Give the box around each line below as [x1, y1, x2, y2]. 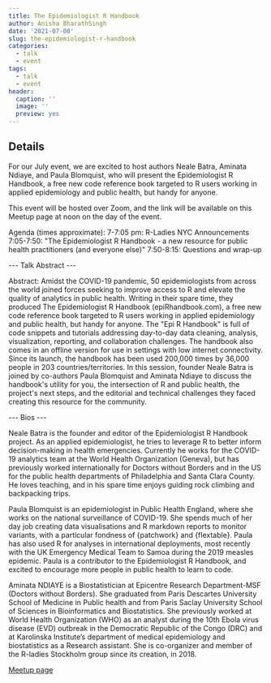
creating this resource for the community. [8, 397, 148, 406]
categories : [8, 42, 49, 50]
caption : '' [15, 95, 57, 103]
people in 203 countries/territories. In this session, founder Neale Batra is [8, 362, 254, 372]
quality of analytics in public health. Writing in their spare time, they [8, 293, 234, 303]
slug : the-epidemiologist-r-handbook [8, 34, 136, 43]
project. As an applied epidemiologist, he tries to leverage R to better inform [8, 436, 262, 446]
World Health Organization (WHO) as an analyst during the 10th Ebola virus [8, 614, 260, 625]
